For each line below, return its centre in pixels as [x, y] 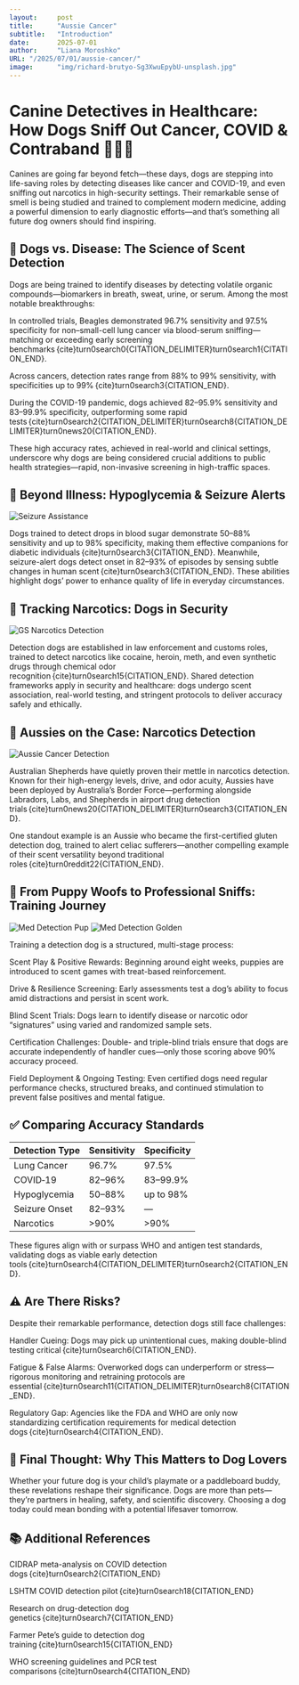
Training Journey [58, 906]
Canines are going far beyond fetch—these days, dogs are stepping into [141, 174]
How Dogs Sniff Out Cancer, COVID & [149, 130]
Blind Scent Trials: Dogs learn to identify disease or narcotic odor [129, 1015]
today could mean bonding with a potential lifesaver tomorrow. [124, 1510]
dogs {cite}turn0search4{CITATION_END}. [86, 1431]
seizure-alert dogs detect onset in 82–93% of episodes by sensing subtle [144, 562]
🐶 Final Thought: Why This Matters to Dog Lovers [148, 1459]
